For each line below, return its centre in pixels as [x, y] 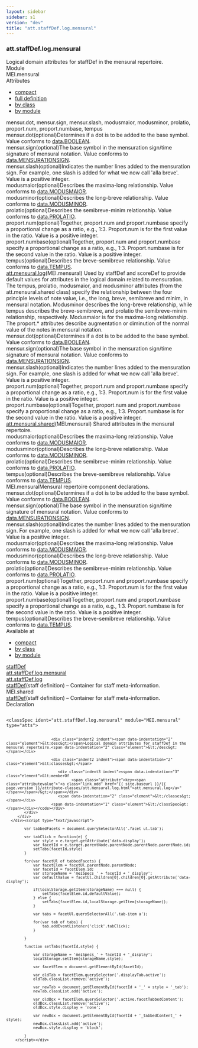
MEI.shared [20, 692]
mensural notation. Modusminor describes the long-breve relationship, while [99, 304]
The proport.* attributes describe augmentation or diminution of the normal [98, 323]
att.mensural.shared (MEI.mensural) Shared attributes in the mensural [90, 424]
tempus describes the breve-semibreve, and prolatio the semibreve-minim [97, 310]
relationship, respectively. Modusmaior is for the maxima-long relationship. [97, 317]
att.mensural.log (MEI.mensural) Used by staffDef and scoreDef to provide [96, 273]
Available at [20, 631]
